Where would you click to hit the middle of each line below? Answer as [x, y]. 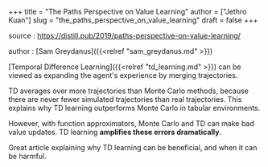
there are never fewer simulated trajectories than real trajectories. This [125, 99]
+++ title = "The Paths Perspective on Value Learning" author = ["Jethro [128, 12]
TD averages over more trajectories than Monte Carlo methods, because [129, 91]
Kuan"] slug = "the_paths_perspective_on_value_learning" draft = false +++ [133, 20]
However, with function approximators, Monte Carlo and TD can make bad [132, 123]
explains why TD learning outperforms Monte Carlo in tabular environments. [134, 108]
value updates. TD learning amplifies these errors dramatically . [115, 132]
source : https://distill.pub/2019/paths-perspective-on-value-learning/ [125, 36]
